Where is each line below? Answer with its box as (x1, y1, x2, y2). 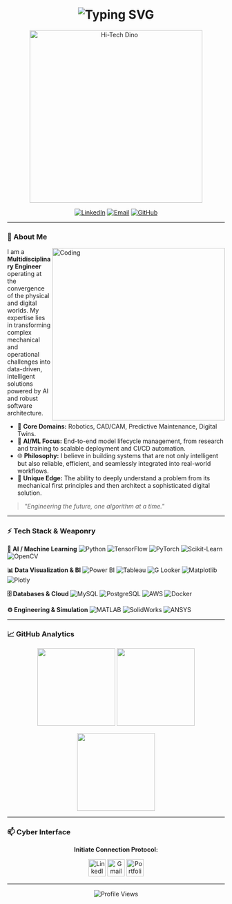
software (7, 402, 32, 410)
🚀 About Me (7, 232, 48, 242)
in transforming (7, 321, 51, 329)
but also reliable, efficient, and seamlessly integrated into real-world (17, 460, 211, 468)
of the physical (7, 292, 50, 300)
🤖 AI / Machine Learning (7, 544, 77, 553)
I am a (7, 248, 25, 256)
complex (7, 328, 32, 337)
